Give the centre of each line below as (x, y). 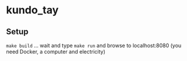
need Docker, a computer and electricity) (56, 52)
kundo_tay (32, 10)
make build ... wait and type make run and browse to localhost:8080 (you (94, 45)
